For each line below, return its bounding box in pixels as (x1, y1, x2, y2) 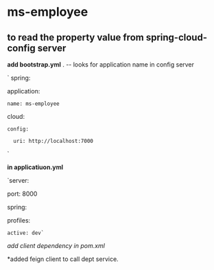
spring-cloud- (145, 32, 208, 43)
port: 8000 (7, 190, 38, 198)
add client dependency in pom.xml (7, 242, 105, 249)
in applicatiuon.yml (7, 163, 64, 171)
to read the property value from (7, 32, 144, 43)
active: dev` (7, 229, 45, 236)
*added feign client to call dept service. (7, 255, 119, 263)
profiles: (7, 216, 31, 224)
